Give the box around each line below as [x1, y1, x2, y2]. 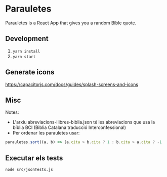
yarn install [12, 49, 40, 54]
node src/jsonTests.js [5, 167, 53, 172]
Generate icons [5, 68, 55, 76]
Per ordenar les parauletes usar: [12, 130, 80, 136]
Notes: [5, 109, 19, 115]
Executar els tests [5, 154, 63, 162]
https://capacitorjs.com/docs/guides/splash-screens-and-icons [5, 81, 138, 87]
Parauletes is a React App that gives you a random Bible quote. [5, 20, 137, 26]
